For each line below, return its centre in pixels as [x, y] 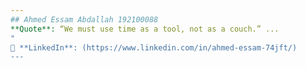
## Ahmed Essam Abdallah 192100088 [84, 19]
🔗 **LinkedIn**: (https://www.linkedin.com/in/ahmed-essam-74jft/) [154, 47]
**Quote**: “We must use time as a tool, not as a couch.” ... [145, 29]
